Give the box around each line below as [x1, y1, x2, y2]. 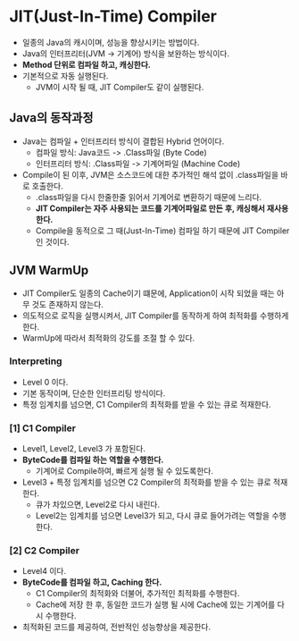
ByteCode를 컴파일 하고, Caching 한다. [21, 577, 162, 587]
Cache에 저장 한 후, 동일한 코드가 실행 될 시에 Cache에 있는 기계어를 [35, 599, 276, 610]
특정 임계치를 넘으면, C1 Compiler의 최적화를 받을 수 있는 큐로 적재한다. [21, 399, 271, 409]
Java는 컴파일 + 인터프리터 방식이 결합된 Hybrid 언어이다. [21, 136, 225, 147]
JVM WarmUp [9, 263, 89, 278]
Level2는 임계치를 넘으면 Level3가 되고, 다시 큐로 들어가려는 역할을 [35, 510, 270, 521]
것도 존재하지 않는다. [31, 299, 104, 309]
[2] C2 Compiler [9, 544, 80, 557]
